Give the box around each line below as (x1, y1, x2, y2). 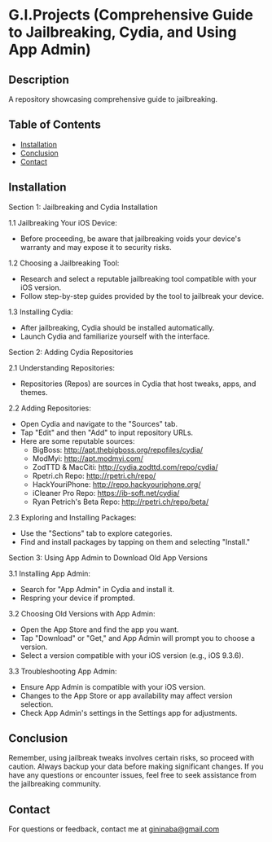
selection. (20, 699, 54, 709)
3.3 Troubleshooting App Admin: (8, 666, 117, 676)
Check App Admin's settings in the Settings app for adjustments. (20, 708, 238, 717)
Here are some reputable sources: (20, 436, 135, 445)
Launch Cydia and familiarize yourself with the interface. (20, 331, 210, 341)
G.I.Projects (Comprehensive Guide (8, 6, 254, 24)
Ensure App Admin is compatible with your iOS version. (20, 682, 206, 691)
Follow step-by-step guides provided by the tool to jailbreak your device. (20, 291, 265, 300)
